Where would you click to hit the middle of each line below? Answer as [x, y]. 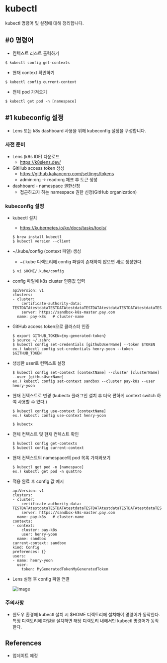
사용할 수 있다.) [32, 402]
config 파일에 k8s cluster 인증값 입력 [49, 281]
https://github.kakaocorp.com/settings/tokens [67, 173]
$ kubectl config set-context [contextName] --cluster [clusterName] [86, 373]
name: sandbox [32, 539]
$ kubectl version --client [41, 241]
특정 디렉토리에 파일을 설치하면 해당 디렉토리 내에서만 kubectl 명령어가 [81, 621]
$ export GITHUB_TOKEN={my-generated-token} [59, 336]
